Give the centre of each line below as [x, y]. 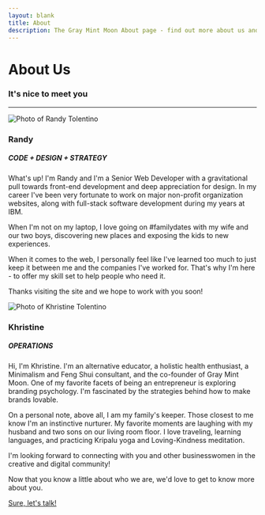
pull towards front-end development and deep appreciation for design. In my [132, 186]
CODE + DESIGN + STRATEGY [58, 158]
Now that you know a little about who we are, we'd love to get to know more [131, 479]
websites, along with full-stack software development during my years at [127, 203]
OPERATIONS [31, 346]
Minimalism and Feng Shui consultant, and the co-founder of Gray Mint [123, 374]
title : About [30, 23]
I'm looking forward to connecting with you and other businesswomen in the [132, 455]
